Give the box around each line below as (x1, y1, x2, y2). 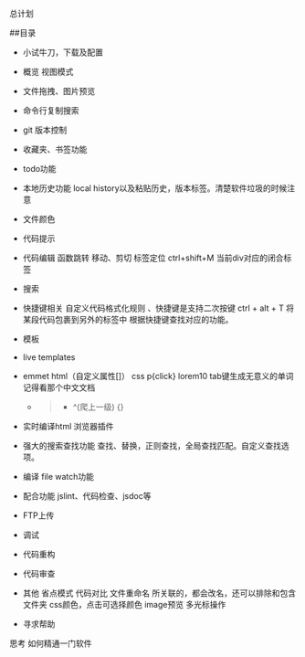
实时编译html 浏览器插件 (22, 421, 114, 431)
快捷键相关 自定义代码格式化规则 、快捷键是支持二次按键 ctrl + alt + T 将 (22, 302, 295, 313)
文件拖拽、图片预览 (22, 86, 96, 96)
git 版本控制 (22, 124, 68, 135)
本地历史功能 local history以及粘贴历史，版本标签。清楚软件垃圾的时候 (22, 183, 288, 194)
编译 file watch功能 (22, 472, 94, 482)
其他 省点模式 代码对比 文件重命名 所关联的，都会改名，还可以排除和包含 (22, 588, 297, 599)
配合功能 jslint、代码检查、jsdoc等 (22, 491, 152, 501)
